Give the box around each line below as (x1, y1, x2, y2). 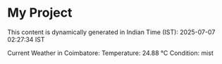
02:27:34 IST (7, 35, 45, 43)
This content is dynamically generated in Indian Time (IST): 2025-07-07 (7, 28, 216, 36)
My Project (7, 5, 73, 21)
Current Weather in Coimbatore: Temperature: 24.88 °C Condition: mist (7, 49, 214, 57)
